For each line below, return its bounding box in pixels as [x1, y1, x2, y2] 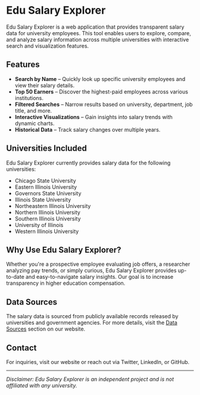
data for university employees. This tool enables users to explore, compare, [6, 29, 192, 36]
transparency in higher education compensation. [6, 279, 126, 287]
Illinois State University [14, 196, 71, 203]
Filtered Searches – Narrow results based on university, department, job [14, 101, 193, 108]
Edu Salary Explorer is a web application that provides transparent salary [6, 23, 185, 30]
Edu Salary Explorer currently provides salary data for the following [6, 159, 171, 166]
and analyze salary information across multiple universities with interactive [6, 36, 189, 43]
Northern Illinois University [14, 209, 80, 216]
